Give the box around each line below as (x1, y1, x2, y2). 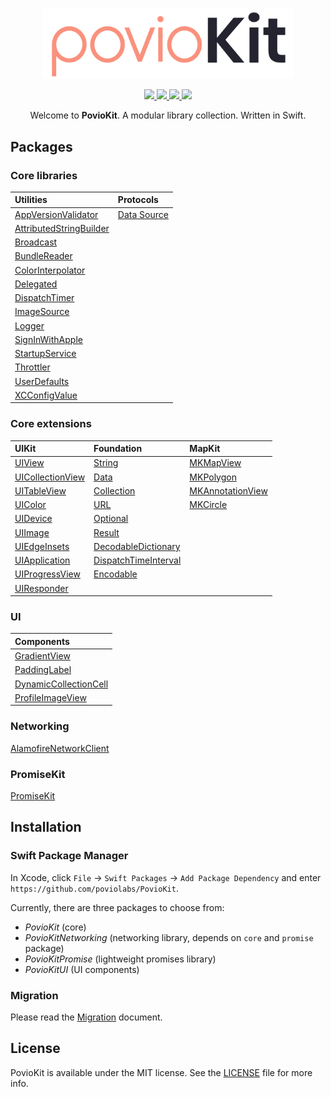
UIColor (14, 499, 47, 511)
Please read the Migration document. (10, 1011, 163, 1023)
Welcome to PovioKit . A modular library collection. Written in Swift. (29, 109, 307, 122)
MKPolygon (189, 471, 237, 483)
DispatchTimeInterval (93, 554, 182, 567)
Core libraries (10, 168, 78, 182)
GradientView (14, 650, 71, 662)
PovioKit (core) (24, 921, 87, 933)
